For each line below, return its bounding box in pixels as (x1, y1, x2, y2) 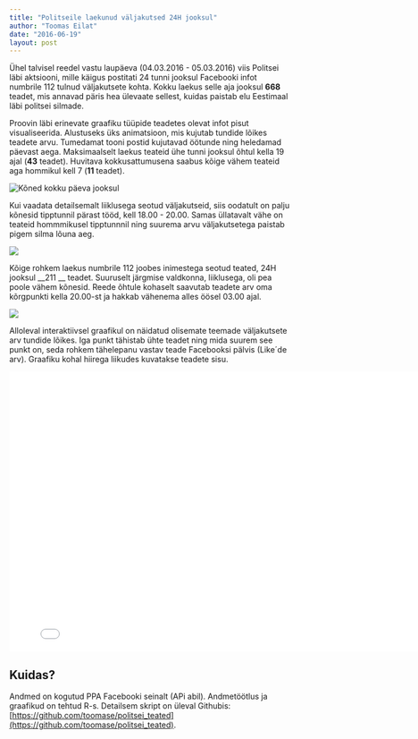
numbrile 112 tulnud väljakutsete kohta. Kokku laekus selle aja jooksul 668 (9, 81, 281, 92)
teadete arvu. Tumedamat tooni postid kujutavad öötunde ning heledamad (9, 137, 282, 148)
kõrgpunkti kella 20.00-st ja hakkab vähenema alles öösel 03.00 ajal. (9, 292, 262, 302)
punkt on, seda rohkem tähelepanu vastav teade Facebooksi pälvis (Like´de (9, 344, 288, 355)
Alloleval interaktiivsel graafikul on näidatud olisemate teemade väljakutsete (9, 326, 288, 336)
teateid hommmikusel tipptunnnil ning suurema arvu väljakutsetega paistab (9, 219, 286, 230)
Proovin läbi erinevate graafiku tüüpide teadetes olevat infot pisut (9, 118, 249, 129)
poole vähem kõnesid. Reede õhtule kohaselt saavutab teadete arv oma (9, 282, 272, 293)
